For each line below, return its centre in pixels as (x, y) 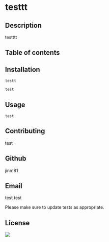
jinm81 (12, 170)
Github (16, 159)
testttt (11, 37)
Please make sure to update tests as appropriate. (55, 207)
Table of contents (32, 53)
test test (14, 198)
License (17, 223)
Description (23, 25)
